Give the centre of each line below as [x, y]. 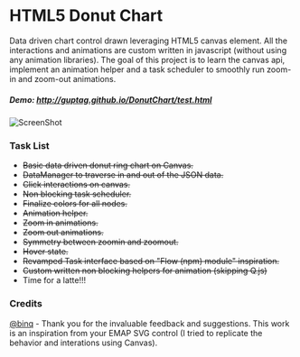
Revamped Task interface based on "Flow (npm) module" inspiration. [151, 261]
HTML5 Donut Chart [86, 16]
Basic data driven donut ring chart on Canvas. [108, 165]
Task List [29, 145]
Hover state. [45, 252]
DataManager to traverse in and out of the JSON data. [123, 175]
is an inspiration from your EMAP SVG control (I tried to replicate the [136, 333]
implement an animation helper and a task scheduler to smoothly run [137, 69]
